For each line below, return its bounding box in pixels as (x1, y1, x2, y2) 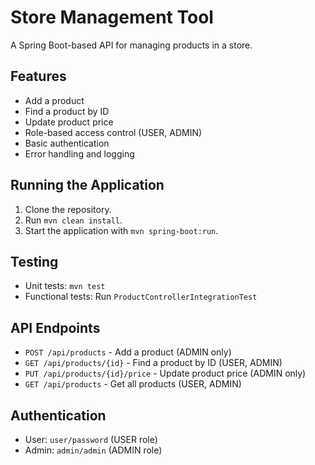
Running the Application (10, 177, 165, 194)
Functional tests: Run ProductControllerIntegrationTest (24, 291, 258, 303)
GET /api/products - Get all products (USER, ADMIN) (24, 378, 242, 390)
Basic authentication (24, 137, 110, 149)
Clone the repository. (24, 203, 112, 215)
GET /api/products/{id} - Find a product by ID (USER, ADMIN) (24, 357, 283, 369)
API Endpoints (10, 319, 101, 336)
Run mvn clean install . (24, 214, 123, 226)
